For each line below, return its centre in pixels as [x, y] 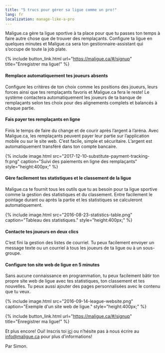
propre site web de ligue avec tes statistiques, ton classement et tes [75, 281]
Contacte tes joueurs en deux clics [42, 231]
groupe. [13, 253]
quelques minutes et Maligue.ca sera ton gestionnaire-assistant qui [74, 44]
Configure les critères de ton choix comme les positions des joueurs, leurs [82, 87]
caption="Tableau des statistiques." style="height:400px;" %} [69, 220]
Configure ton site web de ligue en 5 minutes [52, 265]
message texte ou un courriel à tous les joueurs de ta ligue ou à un [74, 248]
